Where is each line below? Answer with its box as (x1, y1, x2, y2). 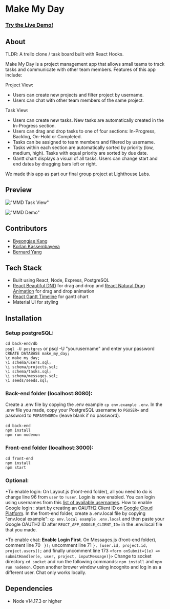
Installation (5, 314, 42, 323)
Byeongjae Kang (12, 237, 48, 244)
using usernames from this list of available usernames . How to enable (5, 499, 153, 505)
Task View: (5, 107, 29, 113)
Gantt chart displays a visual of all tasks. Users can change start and (12, 155, 158, 161)
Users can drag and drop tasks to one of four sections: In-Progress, (12, 128, 156, 134)
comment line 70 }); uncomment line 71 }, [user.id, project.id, (5, 542, 148, 548)
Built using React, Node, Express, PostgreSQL (12, 277, 110, 283)
